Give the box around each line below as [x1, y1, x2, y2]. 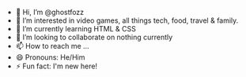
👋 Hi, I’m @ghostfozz [15, 8, 85, 16]
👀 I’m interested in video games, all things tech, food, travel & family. [15, 16, 239, 25]
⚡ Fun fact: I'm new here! [15, 61, 97, 71]
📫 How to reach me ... [15, 42, 89, 50]
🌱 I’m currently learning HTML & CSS [15, 24, 136, 33]
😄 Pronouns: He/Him [15, 53, 85, 62]
